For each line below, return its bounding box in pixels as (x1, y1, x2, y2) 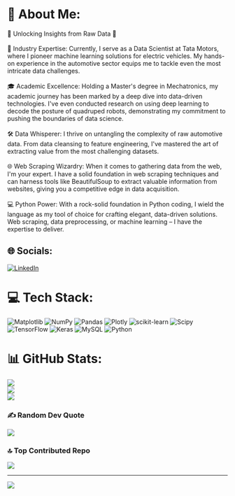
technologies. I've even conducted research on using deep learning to (7, 99, 210, 108)
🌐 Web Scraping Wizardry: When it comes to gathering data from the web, (7, 162, 222, 170)
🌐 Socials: (7, 245, 53, 257)
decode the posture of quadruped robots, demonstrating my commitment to (7, 106, 226, 115)
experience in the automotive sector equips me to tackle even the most (16, 59, 222, 67)
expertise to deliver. (7, 225, 64, 233)
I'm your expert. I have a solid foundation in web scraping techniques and (7, 169, 219, 178)
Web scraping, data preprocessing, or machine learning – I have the (7, 217, 203, 226)
